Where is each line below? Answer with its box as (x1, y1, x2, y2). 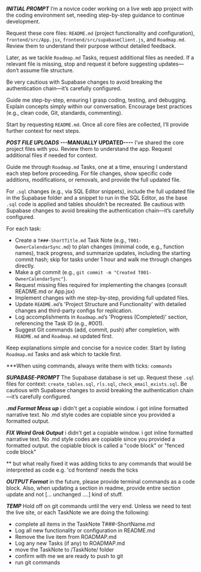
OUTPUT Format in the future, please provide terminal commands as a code (6, 478, 195, 485)
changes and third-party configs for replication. (14, 307, 133, 314)
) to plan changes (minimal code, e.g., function (68, 243, 184, 250)
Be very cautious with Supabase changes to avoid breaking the (6, 78, 163, 85)
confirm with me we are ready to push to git (14, 553, 124, 559)
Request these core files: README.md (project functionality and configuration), (6, 29, 195, 37)
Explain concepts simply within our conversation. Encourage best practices (6, 103, 193, 110)
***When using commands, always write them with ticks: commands (6, 362, 172, 369)
